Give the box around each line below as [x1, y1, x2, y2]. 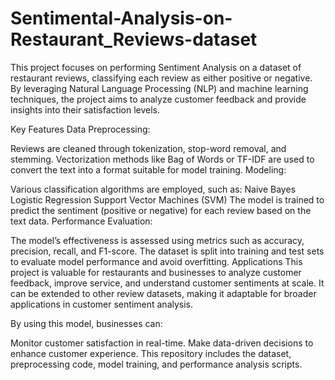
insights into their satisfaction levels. [10, 103, 160, 116]
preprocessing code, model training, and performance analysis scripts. [10, 358, 303, 370]
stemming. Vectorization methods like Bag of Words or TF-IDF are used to [10, 153, 315, 165]
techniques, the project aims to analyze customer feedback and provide [10, 93, 307, 105]
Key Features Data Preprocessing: [10, 123, 151, 135]
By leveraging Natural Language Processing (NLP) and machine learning [10, 82, 309, 94]
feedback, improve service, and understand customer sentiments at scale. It [10, 277, 325, 289]
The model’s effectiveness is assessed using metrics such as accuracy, [10, 234, 305, 246]
